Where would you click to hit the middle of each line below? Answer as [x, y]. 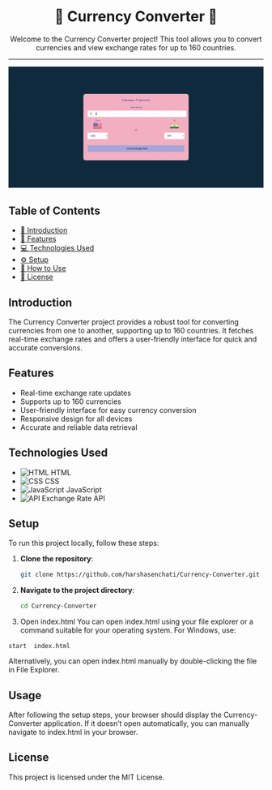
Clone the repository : [57, 559]
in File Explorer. [34, 670]
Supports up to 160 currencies [70, 401]
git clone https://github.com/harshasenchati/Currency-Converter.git [140, 575]
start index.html [39, 646]
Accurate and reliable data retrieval [79, 427]
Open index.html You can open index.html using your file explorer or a [136, 622]
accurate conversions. [46, 347]
